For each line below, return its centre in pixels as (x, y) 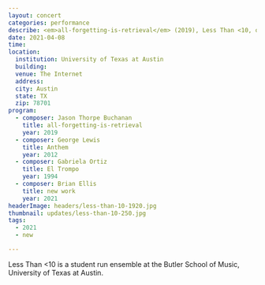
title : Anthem (45, 147)
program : (22, 111)
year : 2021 (40, 198)
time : (17, 45)
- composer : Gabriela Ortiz (62, 162)
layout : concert (35, 15)
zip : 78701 (33, 103)
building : (31, 67)
